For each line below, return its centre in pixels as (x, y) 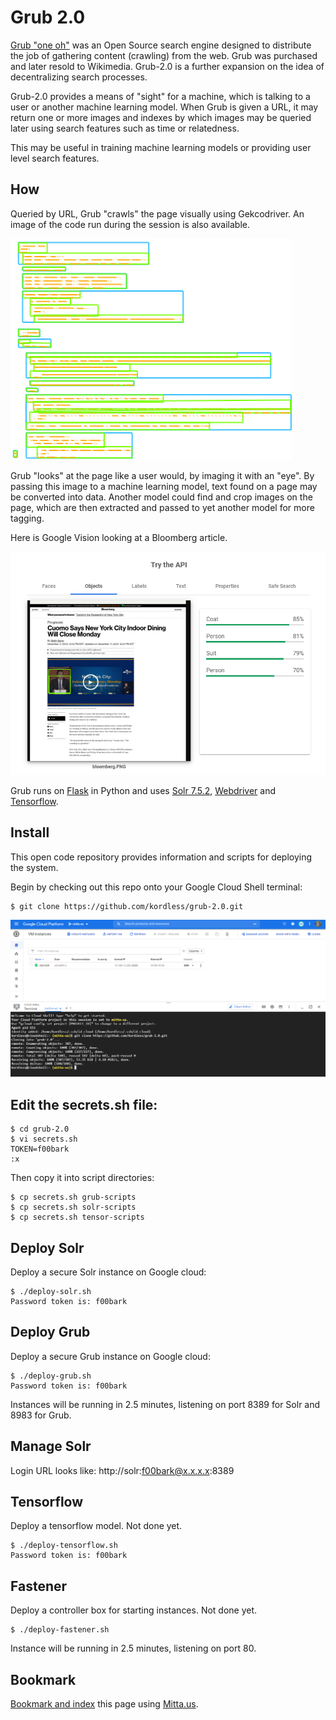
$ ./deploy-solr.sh (51, 1291)
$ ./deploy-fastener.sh (60, 1630)
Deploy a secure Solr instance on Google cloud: (108, 1272)
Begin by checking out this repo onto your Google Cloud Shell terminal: (156, 887)
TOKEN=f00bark (40, 1149)
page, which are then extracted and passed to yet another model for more (162, 507)
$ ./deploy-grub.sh (51, 1376)
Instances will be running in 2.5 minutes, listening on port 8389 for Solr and (165, 1404)
